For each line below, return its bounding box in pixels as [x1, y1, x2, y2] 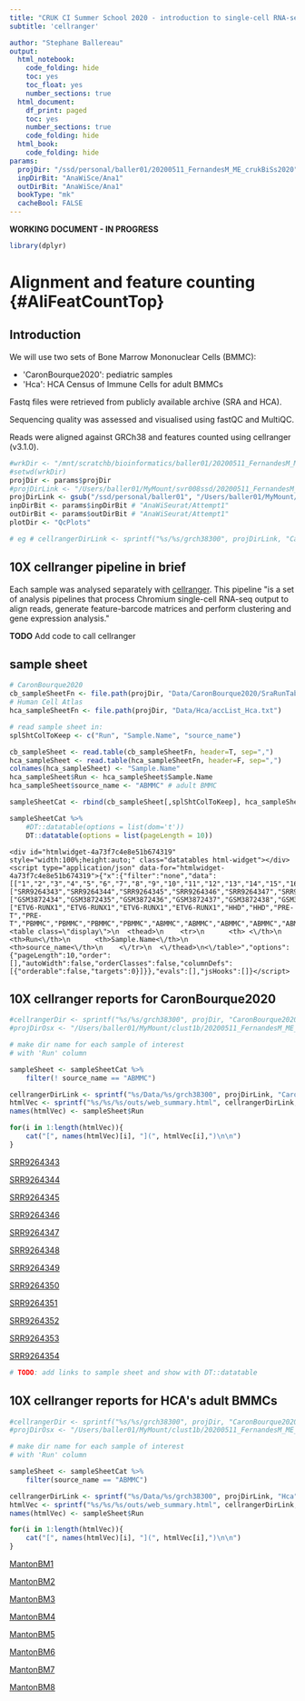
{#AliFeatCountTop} [9, 292, 165, 312]
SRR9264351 [9, 1297, 58, 1308]
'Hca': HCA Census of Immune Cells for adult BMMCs [22, 378, 224, 389]
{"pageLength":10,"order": [9, 951, 112, 960]
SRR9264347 [9, 1226, 60, 1237]
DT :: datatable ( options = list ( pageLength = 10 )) [25, 831, 213, 840]
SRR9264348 [9, 1245, 61, 1256]
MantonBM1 [9, 1558, 54, 1569]
